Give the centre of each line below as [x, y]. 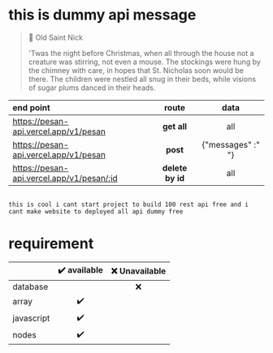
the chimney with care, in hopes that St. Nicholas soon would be [136, 70]
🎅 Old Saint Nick [56, 37]
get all [175, 126]
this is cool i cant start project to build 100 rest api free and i [129, 204]
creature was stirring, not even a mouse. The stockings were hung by [145, 62]
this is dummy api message [102, 15]
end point [31, 107]
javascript [31, 318]
